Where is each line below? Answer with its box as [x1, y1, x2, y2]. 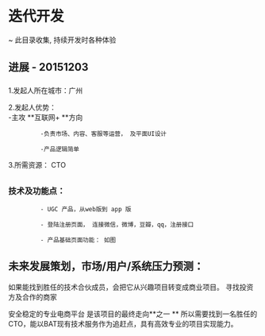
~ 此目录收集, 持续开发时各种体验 [8, 35, 117, 44]
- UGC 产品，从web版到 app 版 [40, 206, 132, 214]
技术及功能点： [8, 185, 66, 196]
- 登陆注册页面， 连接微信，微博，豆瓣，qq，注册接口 [40, 221, 194, 229]
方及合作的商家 [8, 292, 57, 302]
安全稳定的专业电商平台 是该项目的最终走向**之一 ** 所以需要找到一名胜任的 [8, 309, 258, 319]
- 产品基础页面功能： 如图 [40, 236, 117, 245]
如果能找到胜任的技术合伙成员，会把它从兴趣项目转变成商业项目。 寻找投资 [8, 282, 254, 292]
